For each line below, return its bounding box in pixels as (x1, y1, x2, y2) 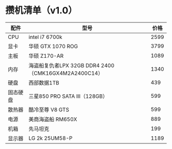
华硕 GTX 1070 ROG (28, 42, 78, 50)
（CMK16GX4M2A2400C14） (28, 70, 103, 77)
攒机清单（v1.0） (5, 5, 78, 16)
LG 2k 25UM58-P (28, 134, 73, 141)
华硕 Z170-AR (28, 52, 64, 59)
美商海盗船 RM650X (28, 116, 77, 123)
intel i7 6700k (28, 33, 62, 40)
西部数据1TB (28, 79, 60, 86)
